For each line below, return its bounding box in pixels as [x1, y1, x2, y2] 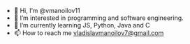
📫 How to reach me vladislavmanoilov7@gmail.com [13, 29, 164, 37]
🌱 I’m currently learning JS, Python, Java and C [13, 21, 150, 29]
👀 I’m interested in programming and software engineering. [13, 14, 184, 22]
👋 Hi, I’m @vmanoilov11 [13, 7, 80, 14]
